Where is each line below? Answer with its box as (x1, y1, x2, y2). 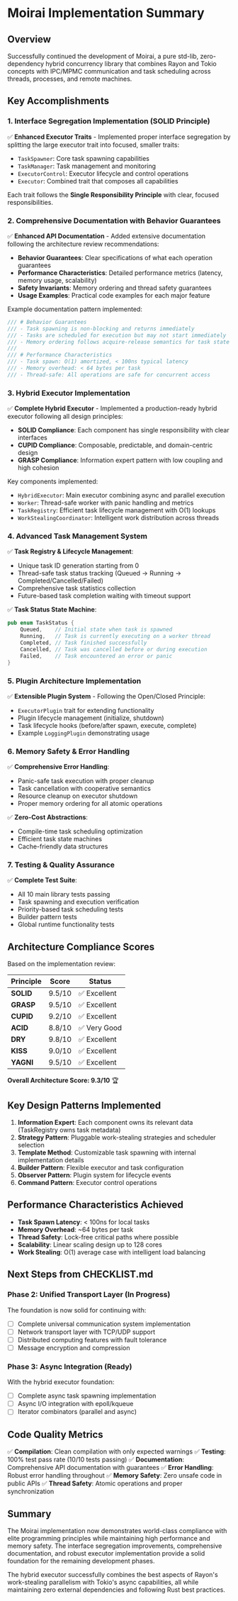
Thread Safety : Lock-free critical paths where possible (17, 1232, 179, 1241)
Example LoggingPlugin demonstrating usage (17, 729, 150, 737)
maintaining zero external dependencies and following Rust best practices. (7, 1585, 225, 1594)
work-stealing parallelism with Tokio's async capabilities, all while (7, 1578, 199, 1586)
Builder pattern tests (17, 913, 78, 921)
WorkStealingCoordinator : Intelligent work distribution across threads (17, 514, 220, 522)
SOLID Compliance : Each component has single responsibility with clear (17, 426, 229, 434)
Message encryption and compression (17, 1343, 130, 1352)
